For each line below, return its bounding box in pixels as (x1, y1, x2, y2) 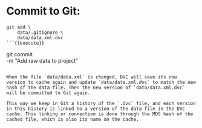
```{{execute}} (6, 40, 45, 46)
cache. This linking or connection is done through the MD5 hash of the (6, 110, 194, 117)
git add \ (6, 24, 31, 30)
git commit (6, 50, 33, 58)
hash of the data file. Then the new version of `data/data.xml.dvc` (6, 85, 186, 91)
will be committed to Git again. (6, 89, 91, 96)
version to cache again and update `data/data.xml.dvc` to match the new (6, 79, 197, 85)
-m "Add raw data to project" (6, 57, 79, 64)
